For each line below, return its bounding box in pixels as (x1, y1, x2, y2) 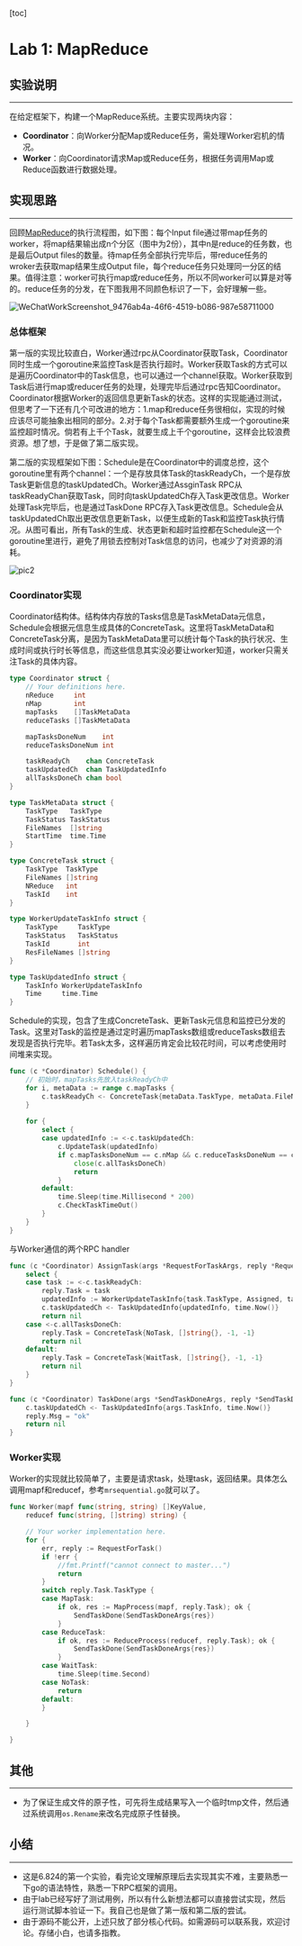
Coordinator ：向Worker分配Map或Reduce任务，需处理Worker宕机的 (22, 131, 278, 140)
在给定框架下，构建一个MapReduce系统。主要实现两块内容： (9, 112, 235, 122)
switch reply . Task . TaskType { (41, 1586, 155, 1595)
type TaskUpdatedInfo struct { (9, 973, 127, 982)
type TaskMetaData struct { (9, 798, 115, 807)
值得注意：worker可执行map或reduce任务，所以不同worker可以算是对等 (24, 272, 292, 283)
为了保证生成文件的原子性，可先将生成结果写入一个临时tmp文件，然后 (22, 1797, 281, 1808)
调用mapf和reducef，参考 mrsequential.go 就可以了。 (9, 1485, 205, 1496)
